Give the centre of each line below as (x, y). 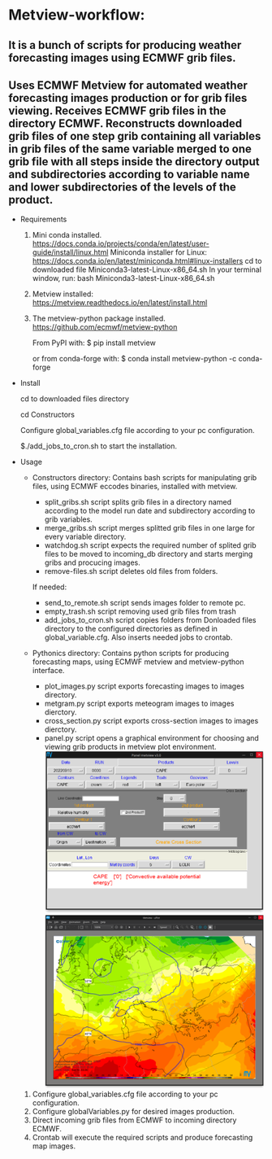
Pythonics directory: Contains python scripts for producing (131, 654)
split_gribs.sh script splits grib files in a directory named (138, 502)
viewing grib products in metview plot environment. (130, 747)
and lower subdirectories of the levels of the (123, 187)
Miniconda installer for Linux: (158, 252)
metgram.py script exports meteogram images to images (139, 704)
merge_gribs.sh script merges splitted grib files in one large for (150, 528)
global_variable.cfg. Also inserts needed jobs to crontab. (138, 637)
